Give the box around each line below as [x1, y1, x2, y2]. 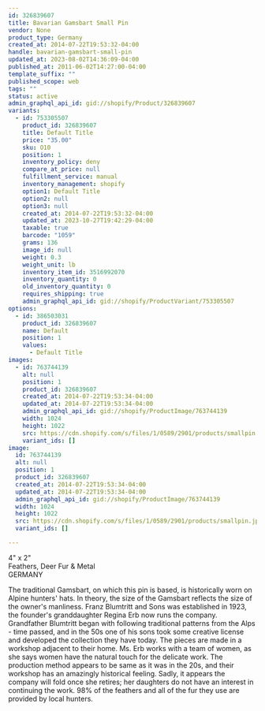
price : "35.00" [22, 136, 73, 144]
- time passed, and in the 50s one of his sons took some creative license [8, 627, 244, 636]
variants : [8, 107, 41, 115]
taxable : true [22, 224, 69, 233]
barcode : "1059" [22, 232, 77, 240]
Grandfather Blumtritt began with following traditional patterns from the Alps [8, 618, 256, 627]
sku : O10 [22, 143, 51, 151]
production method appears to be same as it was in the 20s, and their [8, 660, 234, 670]
